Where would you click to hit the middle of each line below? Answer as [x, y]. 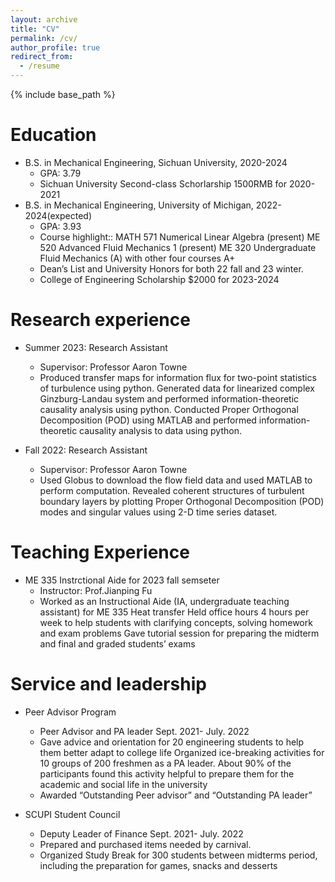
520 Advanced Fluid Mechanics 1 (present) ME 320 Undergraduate [178, 247]
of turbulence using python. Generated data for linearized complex [177, 388]
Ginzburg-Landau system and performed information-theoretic [169, 398]
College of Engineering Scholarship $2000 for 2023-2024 [159, 279]
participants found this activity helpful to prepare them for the [167, 773]
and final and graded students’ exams [117, 643]
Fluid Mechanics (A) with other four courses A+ [137, 258]
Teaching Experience [100, 552]
